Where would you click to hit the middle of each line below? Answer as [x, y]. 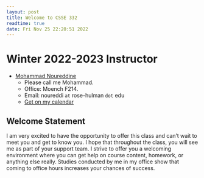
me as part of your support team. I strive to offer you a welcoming [89, 149]
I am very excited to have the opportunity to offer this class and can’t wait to [102, 136]
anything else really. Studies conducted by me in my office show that [93, 162]
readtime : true [26, 23]
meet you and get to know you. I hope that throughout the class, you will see [102, 142]
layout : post [23, 12]
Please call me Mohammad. [59, 82]
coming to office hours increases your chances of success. [81, 168]
